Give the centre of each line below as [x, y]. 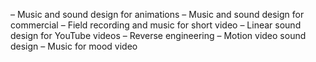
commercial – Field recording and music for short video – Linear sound [156, 25]
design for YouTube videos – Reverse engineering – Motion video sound [158, 35]
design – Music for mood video [74, 46]
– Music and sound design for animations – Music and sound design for [157, 14]
